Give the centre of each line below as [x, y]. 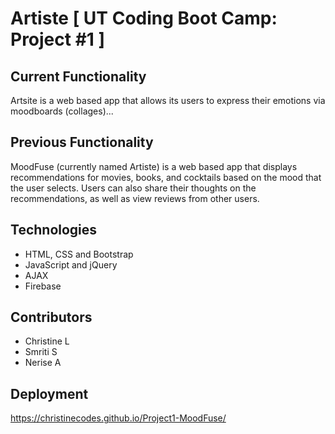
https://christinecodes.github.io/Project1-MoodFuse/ [118, 418]
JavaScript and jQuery [71, 264]
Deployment [49, 393]
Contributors [51, 317]
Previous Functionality [82, 142]
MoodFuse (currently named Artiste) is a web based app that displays [154, 166]
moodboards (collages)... [62, 111]
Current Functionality [78, 76]
